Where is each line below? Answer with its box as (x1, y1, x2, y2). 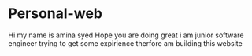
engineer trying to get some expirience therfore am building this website (8, 38, 243, 47)
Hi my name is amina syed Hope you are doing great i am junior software (8, 30, 244, 40)
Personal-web (8, 5, 102, 23)
